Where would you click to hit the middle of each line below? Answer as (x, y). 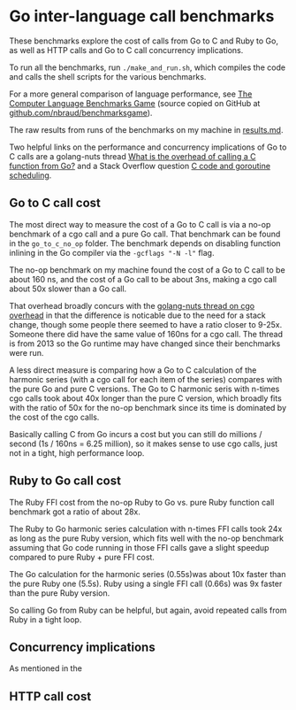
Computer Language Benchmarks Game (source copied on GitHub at (135, 103)
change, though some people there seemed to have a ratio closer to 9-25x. (146, 324)
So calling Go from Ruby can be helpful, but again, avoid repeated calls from (148, 610)
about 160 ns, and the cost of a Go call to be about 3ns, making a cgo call (143, 279)
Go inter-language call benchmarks (142, 16)
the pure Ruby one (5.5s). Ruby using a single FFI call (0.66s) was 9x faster (146, 583)
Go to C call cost (55, 203)
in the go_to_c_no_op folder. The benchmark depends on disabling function (145, 243)
